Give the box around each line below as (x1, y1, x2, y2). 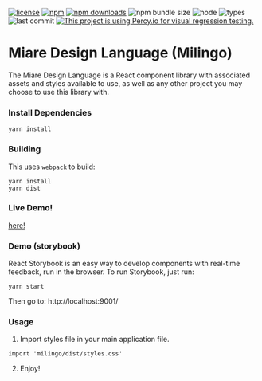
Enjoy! (19, 363, 41, 374)
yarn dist (8, 184, 41, 192)
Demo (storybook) (8, 240, 81, 251)
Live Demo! (8, 202, 53, 214)
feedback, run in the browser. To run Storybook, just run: (8, 267, 195, 277)
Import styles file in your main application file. (19, 335, 170, 344)
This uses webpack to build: (8, 162, 96, 171)
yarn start (8, 283, 45, 291)
